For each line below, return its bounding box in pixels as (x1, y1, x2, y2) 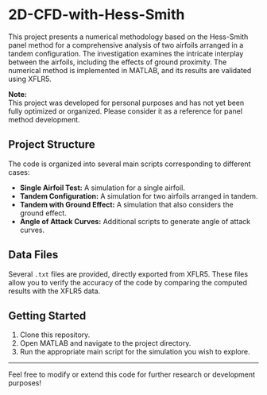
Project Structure (8, 137, 95, 152)
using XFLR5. (8, 74, 52, 83)
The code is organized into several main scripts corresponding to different (8, 159, 251, 168)
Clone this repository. (19, 330, 91, 339)
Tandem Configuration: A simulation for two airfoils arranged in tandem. (19, 191, 258, 200)
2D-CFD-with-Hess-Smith (8, 6, 185, 24)
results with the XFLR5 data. (8, 286, 101, 296)
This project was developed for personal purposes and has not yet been (8, 98, 245, 107)
